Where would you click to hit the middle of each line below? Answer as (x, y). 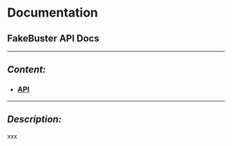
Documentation (53, 13)
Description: (35, 119)
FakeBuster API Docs (53, 38)
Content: (27, 70)
